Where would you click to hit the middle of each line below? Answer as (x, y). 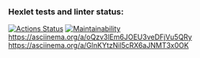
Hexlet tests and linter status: (66, 12)
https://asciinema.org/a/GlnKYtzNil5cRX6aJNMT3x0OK (99, 45)
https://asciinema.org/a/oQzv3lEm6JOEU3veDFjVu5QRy (100, 37)
